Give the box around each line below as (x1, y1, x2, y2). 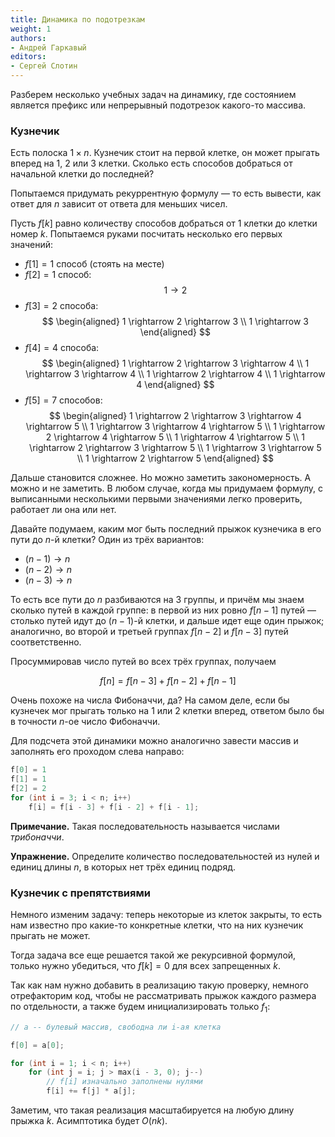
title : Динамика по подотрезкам (10, 14, 145, 25)
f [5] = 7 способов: (24, 394, 103, 406)
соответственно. (10, 636, 82, 648)
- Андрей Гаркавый (10, 42, 87, 53)
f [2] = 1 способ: (24, 269, 92, 281)
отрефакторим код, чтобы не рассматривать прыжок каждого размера (10, 989, 317, 1001)
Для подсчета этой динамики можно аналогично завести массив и (10, 735, 299, 747)
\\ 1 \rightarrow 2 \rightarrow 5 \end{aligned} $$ (76, 452, 275, 465)
